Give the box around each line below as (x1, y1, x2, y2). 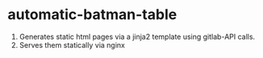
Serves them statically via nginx (19, 40, 126, 49)
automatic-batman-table (7, 6, 177, 24)
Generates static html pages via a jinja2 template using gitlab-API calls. (19, 32, 256, 41)
